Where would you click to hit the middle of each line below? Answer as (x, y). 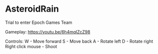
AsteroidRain (32, 9)
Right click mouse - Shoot (31, 46)
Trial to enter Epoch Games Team (39, 22)
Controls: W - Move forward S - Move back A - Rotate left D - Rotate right (79, 41)
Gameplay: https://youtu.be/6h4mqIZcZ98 (48, 32)
